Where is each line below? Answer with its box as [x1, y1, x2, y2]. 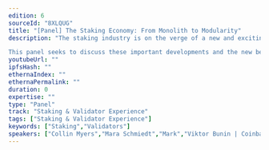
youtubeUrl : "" [8, 56, 59, 64]
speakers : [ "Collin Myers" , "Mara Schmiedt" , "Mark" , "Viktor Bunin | [8, 130, 239, 138]
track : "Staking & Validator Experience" [8, 108, 149, 116]
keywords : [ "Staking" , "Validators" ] [8, 123, 130, 131]
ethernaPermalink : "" [8, 77, 81, 86]
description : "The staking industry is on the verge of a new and [8, 34, 235, 42]
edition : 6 [8, 11, 45, 20]
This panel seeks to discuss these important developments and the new [8, 49, 252, 57]
